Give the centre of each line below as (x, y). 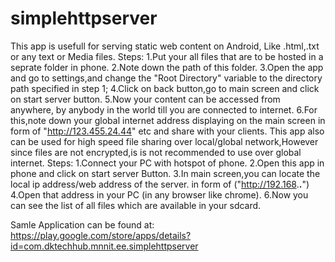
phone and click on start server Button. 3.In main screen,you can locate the (165, 173)
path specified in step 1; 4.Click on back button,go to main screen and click (165, 88)
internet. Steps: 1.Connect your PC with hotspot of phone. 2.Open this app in (167, 163)
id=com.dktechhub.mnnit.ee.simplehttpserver (104, 246)
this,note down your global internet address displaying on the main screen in (168, 120)
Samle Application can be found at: (82, 224)
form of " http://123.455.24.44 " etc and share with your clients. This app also (167, 131)
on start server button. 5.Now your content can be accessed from (145, 99)
